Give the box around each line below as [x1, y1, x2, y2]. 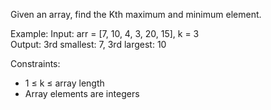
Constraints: [10, 58, 61, 69]
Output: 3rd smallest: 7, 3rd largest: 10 [10, 39, 167, 50]
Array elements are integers [24, 88, 140, 99]
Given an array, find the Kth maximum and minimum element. [10, 9, 262, 20]
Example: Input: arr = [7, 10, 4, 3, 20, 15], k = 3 [10, 28, 200, 39]
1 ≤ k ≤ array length [24, 77, 105, 89]
